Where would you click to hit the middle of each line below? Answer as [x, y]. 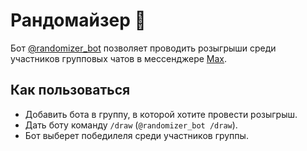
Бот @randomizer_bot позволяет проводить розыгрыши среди [143, 48]
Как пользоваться [70, 90]
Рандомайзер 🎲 [78, 20]
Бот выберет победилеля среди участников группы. [136, 135]
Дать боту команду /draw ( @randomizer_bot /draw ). [131, 125]
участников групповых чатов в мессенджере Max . [119, 58]
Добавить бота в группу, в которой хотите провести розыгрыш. [161, 114]
